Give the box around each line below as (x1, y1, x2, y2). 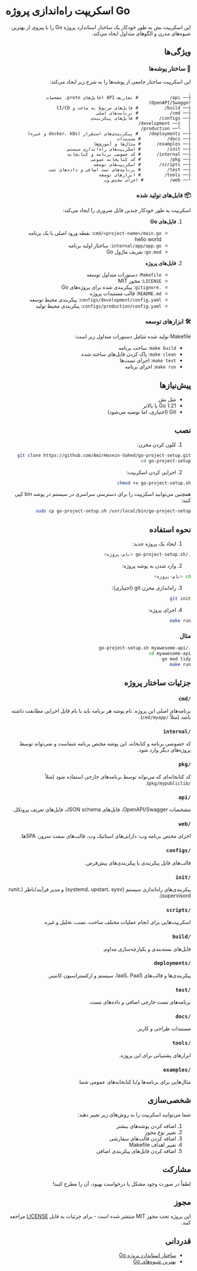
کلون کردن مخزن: (136, 441, 176, 448)
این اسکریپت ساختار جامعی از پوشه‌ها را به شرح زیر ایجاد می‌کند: (49, 78, 191, 85)
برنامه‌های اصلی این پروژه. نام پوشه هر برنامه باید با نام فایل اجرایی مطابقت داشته (11, 707, 191, 714)
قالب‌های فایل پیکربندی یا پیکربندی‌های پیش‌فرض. (84, 859, 191, 866)
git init (169, 595, 191, 601)
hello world (134, 236, 162, 243)
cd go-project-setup (140, 458, 191, 464)
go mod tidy (162, 656, 191, 662)
